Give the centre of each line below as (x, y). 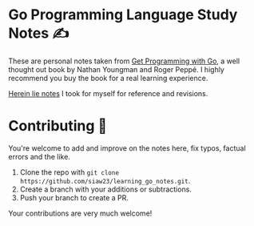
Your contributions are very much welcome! (80, 213)
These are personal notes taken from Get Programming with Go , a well (124, 61)
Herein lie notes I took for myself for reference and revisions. (108, 93)
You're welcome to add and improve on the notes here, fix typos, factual (127, 148)
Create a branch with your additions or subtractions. (105, 189)
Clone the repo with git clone (69, 172)
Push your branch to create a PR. (74, 197)
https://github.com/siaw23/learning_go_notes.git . (105, 180)
